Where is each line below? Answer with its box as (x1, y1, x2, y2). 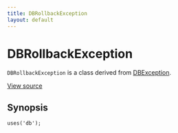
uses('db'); (7, 120, 41, 127)
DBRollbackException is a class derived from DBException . (7, 69, 172, 77)
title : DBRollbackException (7, 10, 88, 17)
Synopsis (7, 101, 48, 113)
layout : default (7, 16, 54, 23)
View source (7, 82, 43, 90)
